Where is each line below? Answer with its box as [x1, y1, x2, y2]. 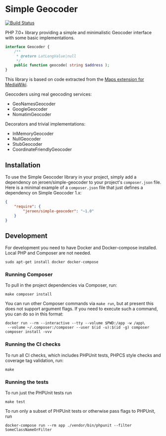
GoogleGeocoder [12, 106, 48, 112]
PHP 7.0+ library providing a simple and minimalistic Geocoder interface [5, 29, 152, 35]
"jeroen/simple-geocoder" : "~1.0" [23, 208, 94, 214]
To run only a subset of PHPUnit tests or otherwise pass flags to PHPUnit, [5, 408, 156, 414]
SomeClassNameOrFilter [5, 428, 52, 433]
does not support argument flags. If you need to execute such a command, [5, 306, 158, 312]
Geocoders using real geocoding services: [5, 91, 92, 97]
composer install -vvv [5, 329, 52, 334]
